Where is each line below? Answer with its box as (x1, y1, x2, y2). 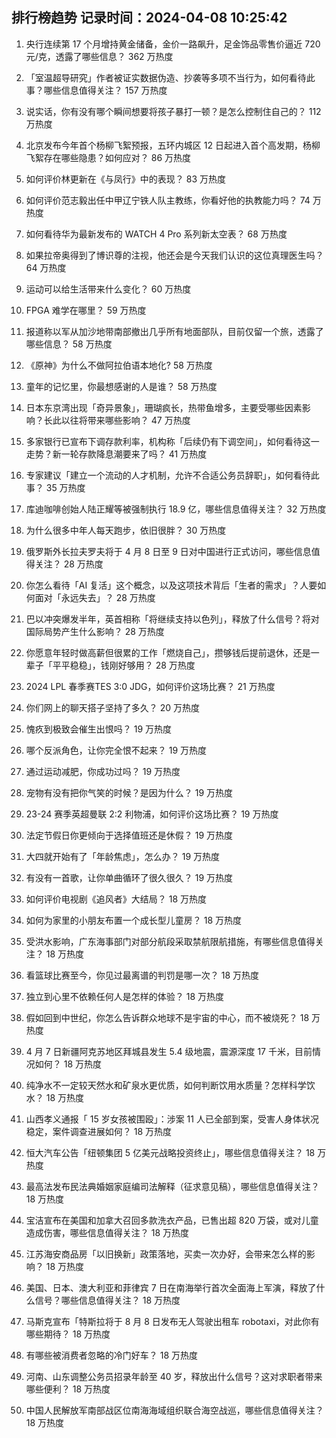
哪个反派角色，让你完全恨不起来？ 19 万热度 (25, 744, 208, 756)
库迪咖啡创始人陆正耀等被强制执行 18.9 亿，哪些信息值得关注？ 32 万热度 (25, 503, 327, 515)
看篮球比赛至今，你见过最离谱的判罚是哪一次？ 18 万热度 (25, 969, 260, 981)
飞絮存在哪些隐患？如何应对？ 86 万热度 (25, 151, 192, 163)
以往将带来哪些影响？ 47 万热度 (60, 414, 191, 426)
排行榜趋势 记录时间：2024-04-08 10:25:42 (11, 9, 288, 27)
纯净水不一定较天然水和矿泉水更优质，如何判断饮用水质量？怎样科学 (25, 1079, 307, 1091)
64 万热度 (25, 261, 67, 273)
